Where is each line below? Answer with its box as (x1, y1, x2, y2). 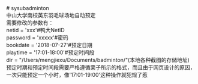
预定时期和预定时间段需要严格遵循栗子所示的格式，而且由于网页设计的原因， (6, 64, 196, 71)
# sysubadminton (6, 5, 49, 11)
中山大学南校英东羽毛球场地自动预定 (6, 12, 96, 18)
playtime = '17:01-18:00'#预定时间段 (6, 49, 95, 56)
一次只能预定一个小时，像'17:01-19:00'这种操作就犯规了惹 (6, 71, 148, 78)
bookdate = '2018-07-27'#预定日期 (6, 42, 93, 48)
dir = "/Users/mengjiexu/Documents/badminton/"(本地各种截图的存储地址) (6, 57, 190, 63)
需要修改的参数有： (6, 19, 54, 26)
